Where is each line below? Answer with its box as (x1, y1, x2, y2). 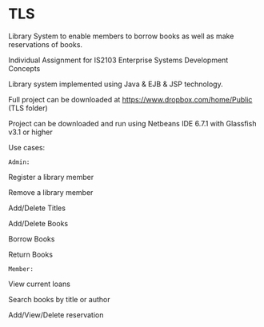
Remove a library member (8, 187, 94, 197)
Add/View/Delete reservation (8, 309, 104, 320)
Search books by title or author (8, 294, 110, 304)
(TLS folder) (8, 103, 48, 113)
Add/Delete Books (8, 218, 69, 228)
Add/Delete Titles (8, 203, 66, 213)
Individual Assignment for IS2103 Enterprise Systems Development (8, 55, 229, 65)
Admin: (8, 158, 30, 166)
